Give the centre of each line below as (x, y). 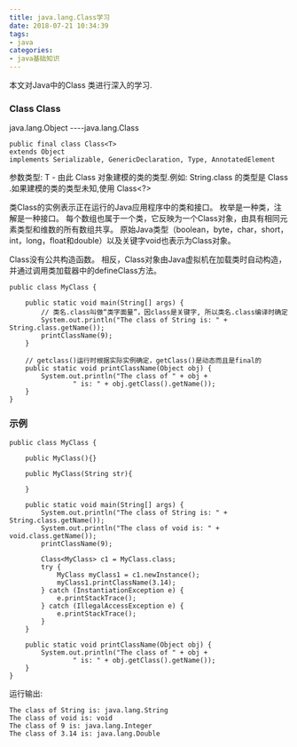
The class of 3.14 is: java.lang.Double (85, 734)
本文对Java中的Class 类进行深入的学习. (81, 85)
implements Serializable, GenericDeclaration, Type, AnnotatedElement (142, 160)
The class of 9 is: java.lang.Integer (81, 726)
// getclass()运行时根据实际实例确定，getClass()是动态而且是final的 (144, 361)
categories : (31, 51)
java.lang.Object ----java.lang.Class (74, 128)
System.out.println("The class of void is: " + (130, 528)
